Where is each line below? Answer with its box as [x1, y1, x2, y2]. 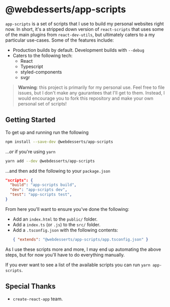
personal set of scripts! [17, 100, 67, 106]
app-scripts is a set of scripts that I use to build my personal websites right [5, 21, 164, 27]
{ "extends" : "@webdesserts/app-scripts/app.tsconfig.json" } [12, 237, 148, 242]
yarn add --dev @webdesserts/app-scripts [5, 158, 95, 164]
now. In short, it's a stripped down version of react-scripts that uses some [5, 26, 164, 32]
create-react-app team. [12, 296, 63, 302]
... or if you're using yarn [5, 148, 56, 155]
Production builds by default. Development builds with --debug [12, 47, 144, 53]
